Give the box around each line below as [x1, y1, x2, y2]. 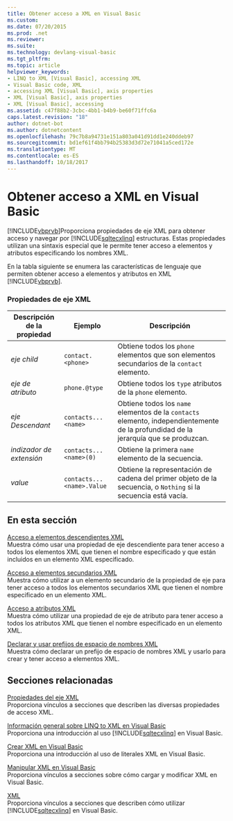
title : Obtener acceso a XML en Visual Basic [7, 10, 141, 17]
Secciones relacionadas [7, 675, 113, 687]
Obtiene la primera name [117, 444, 194, 454]
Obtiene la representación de [117, 464, 213, 474]
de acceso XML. [7, 708, 54, 716]
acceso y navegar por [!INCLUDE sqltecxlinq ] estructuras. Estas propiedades [7, 234, 226, 242]
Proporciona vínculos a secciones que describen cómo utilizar [7, 799, 185, 807]
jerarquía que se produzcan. [117, 433, 209, 443]
